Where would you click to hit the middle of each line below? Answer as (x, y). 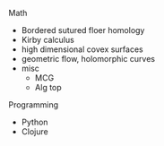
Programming (34, 105)
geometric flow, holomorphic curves (88, 59)
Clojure (35, 132)
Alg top (48, 87)
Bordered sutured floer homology (83, 30)
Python (35, 122)
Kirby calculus (48, 40)
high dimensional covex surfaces (82, 49)
